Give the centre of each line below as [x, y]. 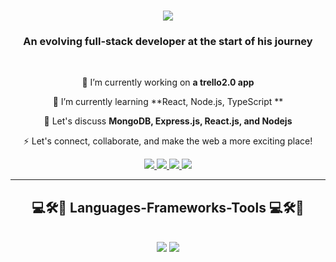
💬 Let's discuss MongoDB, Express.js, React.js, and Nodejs [168, 121]
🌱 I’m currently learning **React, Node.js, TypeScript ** [168, 102]
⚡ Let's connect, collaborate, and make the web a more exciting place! [168, 141]
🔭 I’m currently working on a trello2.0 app [168, 82]
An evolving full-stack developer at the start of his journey [168, 42]
